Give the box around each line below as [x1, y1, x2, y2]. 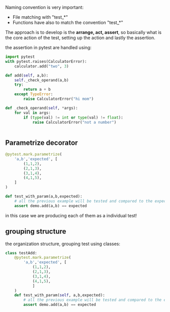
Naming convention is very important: [5, 5, 84, 10]
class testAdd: [5, 250, 37, 255]
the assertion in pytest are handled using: [5, 45, 92, 50]
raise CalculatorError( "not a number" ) [32, 120, 116, 125]
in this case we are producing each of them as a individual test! [5, 212, 137, 218]
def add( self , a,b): [5, 73, 49, 78]
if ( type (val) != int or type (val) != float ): [23, 115, 123, 120]
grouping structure [5, 227, 67, 236]
